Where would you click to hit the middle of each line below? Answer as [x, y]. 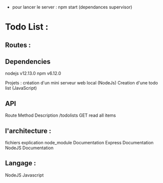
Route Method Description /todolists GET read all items [61, 115]
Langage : [21, 163]
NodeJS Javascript [25, 175]
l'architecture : [28, 131]
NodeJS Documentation [29, 148]
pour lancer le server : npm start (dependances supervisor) [72, 7]
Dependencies [28, 62]
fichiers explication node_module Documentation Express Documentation [79, 143]
